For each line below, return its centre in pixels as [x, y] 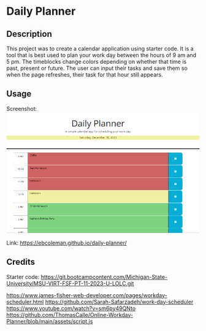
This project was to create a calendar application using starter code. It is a [100, 48]
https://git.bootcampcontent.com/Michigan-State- [104, 276]
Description [29, 34]
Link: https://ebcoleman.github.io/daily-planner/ [67, 243]
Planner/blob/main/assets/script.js [50, 321]
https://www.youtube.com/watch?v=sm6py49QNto [71, 308]
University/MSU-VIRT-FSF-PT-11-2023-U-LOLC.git [70, 283]
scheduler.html [25, 302]
